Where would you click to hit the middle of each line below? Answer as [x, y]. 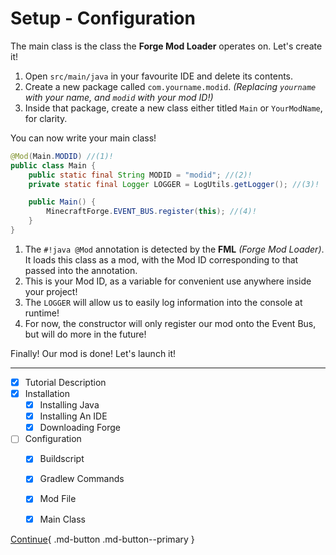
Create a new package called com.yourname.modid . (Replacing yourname [170, 86]
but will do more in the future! [85, 334]
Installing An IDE [73, 416]
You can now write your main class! [83, 138]
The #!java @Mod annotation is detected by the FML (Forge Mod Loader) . [174, 249]
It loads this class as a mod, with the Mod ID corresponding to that [161, 259]
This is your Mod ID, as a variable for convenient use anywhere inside [168, 281]
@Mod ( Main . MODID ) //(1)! [62, 156]
